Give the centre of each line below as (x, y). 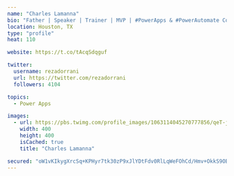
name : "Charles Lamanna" (43, 14)
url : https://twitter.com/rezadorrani (70, 78)
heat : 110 (22, 40)
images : (18, 116)
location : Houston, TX (40, 27)
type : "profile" (31, 33)
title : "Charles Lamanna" (57, 148)
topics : (18, 97)
